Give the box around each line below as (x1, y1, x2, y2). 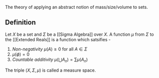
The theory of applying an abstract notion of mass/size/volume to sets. (5, 4, 148, 10)
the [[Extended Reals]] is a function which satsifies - (5, 36, 111, 42)
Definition (5, 18, 36, 26)
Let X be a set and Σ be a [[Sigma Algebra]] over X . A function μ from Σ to (5, 31, 154, 37)
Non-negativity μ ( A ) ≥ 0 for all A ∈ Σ (12, 46, 88, 52)
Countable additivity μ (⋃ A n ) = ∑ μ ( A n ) (12, 56, 88, 63)
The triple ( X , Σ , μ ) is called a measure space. (5, 67, 96, 73)
